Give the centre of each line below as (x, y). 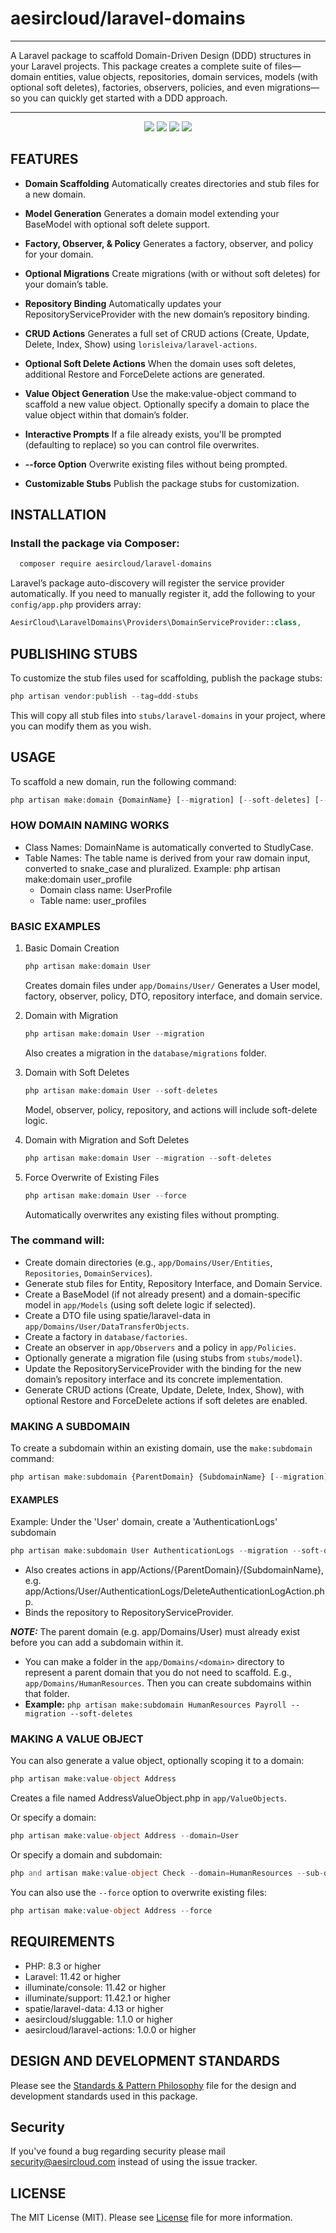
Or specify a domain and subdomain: (86, 1855)
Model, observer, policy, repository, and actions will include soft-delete (171, 1109)
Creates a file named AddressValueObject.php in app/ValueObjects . (149, 1798)
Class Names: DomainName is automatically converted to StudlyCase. (169, 847)
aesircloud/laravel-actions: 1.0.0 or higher (110, 2029)
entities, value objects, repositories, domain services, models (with (180, 76)
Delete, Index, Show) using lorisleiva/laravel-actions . (141, 344)
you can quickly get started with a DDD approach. (125, 98)
